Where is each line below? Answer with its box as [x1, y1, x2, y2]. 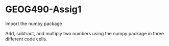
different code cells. [5, 36, 47, 42]
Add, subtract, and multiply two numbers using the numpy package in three [5, 30, 164, 36]
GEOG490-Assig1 [5, 4, 82, 15]
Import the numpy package [5, 20, 62, 27]
